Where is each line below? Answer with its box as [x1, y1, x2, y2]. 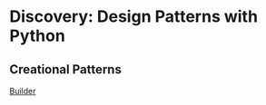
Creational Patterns [9, 62, 123, 77]
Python [9, 25, 65, 46]
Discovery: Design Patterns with [9, 6, 259, 27]
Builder [9, 86, 36, 96]
